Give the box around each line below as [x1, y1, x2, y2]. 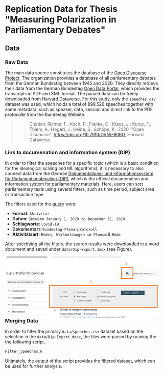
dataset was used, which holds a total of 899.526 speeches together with [5, 101, 153, 107]
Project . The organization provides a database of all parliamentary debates [5, 75, 156, 81]
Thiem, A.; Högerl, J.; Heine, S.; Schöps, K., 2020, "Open [29, 126, 144, 132]
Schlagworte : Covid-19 [12, 221, 59, 227]
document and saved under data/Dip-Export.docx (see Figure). [5, 246, 133, 252]
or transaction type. [5, 192, 45, 198]
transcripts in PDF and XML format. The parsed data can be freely [5, 90, 139, 96]
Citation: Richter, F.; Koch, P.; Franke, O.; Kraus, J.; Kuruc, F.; [29, 121, 152, 127]
